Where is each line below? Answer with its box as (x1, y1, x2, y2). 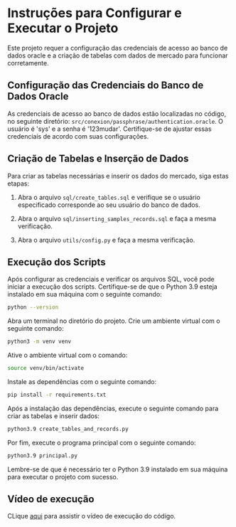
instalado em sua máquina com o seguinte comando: (7, 290, 162, 299)
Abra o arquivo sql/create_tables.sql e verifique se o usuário (17, 193, 200, 201)
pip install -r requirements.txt (7, 391, 107, 398)
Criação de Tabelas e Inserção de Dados (7, 153, 189, 165)
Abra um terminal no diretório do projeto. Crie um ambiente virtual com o (7, 316, 220, 325)
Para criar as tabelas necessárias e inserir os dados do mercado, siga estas (7, 171, 229, 180)
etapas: (7, 179, 30, 188)
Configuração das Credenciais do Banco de (7, 80, 204, 92)
